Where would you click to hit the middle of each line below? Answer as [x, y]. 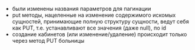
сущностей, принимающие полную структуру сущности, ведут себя [101, 21]
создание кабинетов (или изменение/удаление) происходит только [99, 34]
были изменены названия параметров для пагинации [81, 9]
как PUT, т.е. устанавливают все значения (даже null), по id [89, 28]
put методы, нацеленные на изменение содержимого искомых [94, 15]
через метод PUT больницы [48, 41]
